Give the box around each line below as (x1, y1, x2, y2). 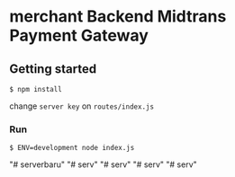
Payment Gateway (9, 25, 149, 46)
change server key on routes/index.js (9, 101, 155, 111)
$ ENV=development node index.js (9, 144, 135, 153)
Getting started (9, 61, 97, 76)
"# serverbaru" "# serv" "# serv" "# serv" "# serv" (9, 159, 198, 170)
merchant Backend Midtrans (9, 6, 227, 27)
